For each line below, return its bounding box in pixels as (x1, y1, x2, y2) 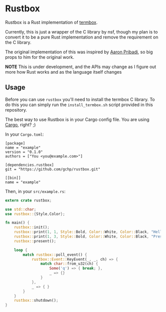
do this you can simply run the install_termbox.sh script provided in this (5, 102, 153, 108)
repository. (5, 107, 27, 113)
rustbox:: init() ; (14, 225, 50, 230)
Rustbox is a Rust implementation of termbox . (5, 19, 98, 25)
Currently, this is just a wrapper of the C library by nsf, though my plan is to (5, 29, 158, 35)
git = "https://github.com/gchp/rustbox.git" (5, 166, 100, 172)
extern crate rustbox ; (5, 198, 52, 203)
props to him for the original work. (5, 54, 75, 60)
